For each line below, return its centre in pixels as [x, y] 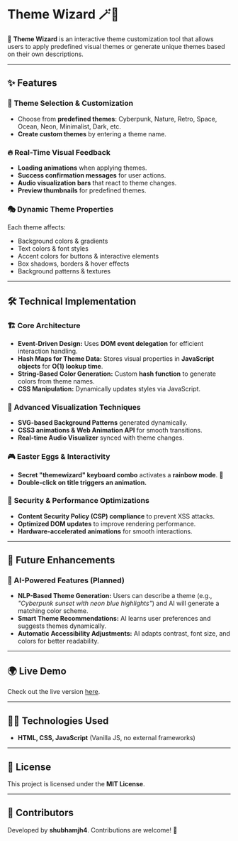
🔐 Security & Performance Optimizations [79, 501]
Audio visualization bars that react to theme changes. [97, 183]
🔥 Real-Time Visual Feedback [59, 152]
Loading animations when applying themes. [82, 168]
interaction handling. [47, 351]
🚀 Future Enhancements [61, 560]
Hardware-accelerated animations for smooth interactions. [105, 531]
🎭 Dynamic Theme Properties [61, 209]
